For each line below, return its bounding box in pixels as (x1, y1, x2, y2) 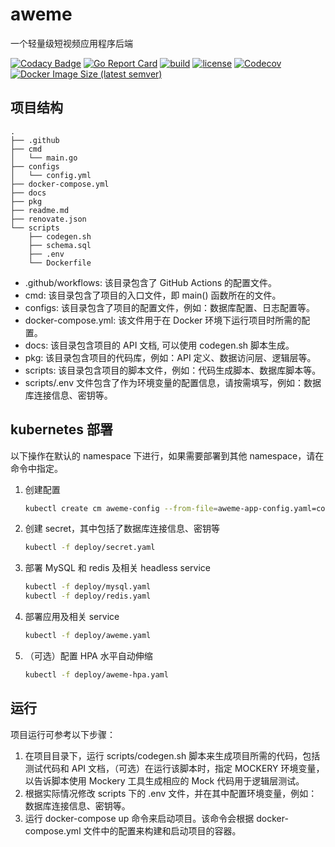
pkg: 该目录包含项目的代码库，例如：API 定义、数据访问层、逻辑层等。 (24, 351, 317, 363)
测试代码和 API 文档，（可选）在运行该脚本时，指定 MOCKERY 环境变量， (24, 762, 325, 774)
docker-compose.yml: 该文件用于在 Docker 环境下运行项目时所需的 (24, 314, 302, 326)
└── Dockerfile (28, 258, 92, 268)
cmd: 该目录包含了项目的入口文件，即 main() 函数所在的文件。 (24, 289, 282, 301)
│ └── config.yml (10, 170, 92, 180)
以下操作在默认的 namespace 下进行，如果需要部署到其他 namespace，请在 (10, 449, 325, 462)
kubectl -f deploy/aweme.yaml (24, 631, 152, 641)
